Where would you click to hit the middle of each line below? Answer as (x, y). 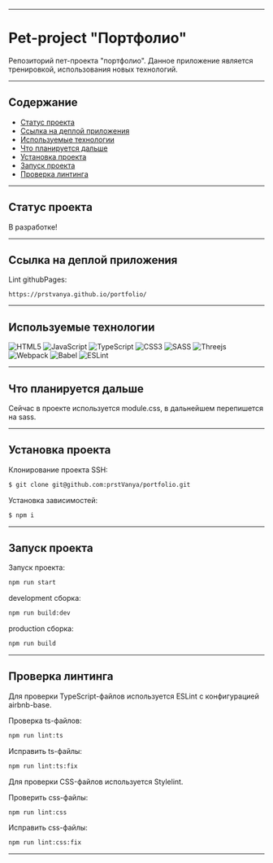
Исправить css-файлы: (48, 828)
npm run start (32, 583)
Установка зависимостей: (53, 500)
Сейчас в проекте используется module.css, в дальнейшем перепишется (136, 408)
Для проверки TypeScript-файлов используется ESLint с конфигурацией (134, 696)
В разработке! (33, 227)
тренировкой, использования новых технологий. (93, 69)
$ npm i (22, 515)
